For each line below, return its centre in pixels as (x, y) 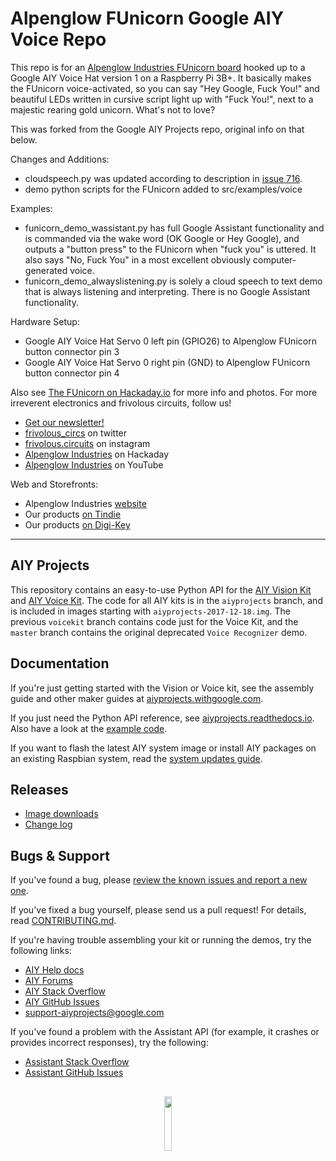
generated (46, 270)
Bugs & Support (60, 855)
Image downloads (61, 814)
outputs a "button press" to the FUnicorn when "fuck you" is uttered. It (170, 249)
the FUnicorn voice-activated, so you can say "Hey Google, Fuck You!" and (165, 88)
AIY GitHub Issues (62, 1002)
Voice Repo (58, 39)
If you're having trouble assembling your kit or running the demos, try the (161, 940)
